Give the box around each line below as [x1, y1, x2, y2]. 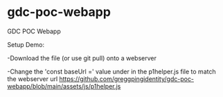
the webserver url [7, 74, 58, 83]
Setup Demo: [7, 40, 45, 48]
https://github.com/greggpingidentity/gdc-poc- [59, 74, 195, 83]
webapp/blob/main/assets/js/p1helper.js [7, 82, 121, 90]
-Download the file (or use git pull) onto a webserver [7, 53, 157, 62]
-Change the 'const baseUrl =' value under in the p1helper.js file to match [7, 67, 216, 76]
